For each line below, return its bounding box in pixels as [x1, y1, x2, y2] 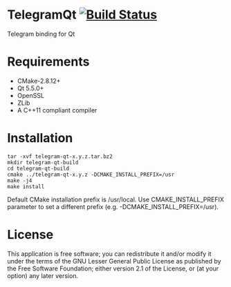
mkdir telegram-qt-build [7, 159, 79, 166]
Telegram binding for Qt [7, 30, 75, 38]
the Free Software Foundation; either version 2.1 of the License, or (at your [7, 264, 219, 273]
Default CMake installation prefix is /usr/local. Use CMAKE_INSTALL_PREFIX [7, 195, 225, 204]
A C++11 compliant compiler [17, 106, 98, 114]
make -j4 [7, 177, 33, 184]
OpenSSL [17, 91, 45, 99]
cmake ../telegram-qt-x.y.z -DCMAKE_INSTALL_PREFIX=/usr [7, 171, 175, 178]
